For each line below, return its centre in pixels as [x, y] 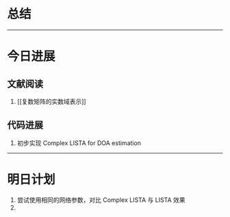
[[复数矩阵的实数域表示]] [52, 101]
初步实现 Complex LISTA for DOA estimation [79, 143]
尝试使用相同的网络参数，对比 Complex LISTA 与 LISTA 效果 [101, 200]
